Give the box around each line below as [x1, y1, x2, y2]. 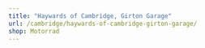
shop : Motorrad [8, 27, 60, 35]
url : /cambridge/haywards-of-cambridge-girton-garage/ [8, 20, 198, 28]
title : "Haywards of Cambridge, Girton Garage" [8, 11, 173, 20]
